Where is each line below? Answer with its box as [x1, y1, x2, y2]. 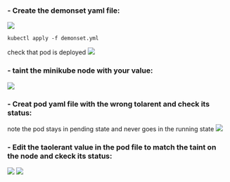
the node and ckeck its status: [7, 151, 113, 161]
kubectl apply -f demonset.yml [7, 35, 99, 42]
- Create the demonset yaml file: [7, 6, 120, 16]
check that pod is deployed [7, 48, 87, 56]
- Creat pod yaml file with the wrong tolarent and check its [7, 99, 210, 109]
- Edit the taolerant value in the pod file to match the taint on [7, 142, 217, 152]
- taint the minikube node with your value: [7, 66, 153, 75]
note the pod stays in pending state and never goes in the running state [7, 124, 215, 133]
